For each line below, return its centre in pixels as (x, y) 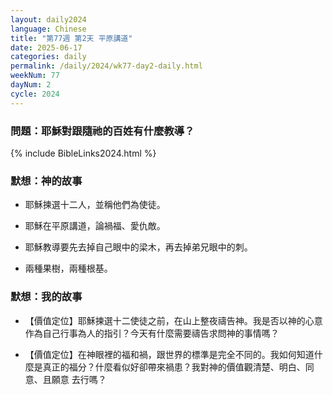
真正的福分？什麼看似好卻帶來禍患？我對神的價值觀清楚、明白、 (174, 367)
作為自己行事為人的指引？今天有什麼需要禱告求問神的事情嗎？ (152, 333)
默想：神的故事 (46, 181)
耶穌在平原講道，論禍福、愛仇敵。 (95, 226)
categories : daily (48, 57)
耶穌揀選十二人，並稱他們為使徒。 (95, 205)
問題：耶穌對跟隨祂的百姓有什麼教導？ (102, 131)
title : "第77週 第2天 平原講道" (71, 38)
